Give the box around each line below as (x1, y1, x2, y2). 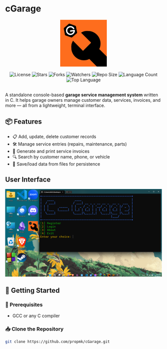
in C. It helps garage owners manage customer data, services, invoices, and (5, 97, 161, 103)
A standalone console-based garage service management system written (5, 92, 158, 98)
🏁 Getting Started (5, 286, 60, 295)
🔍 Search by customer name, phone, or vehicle (12, 154, 110, 160)
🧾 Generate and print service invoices (12, 148, 90, 154)
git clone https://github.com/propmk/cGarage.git (5, 340, 110, 345)
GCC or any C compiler (12, 313, 60, 319)
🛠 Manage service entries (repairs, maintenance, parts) (12, 141, 127, 147)
